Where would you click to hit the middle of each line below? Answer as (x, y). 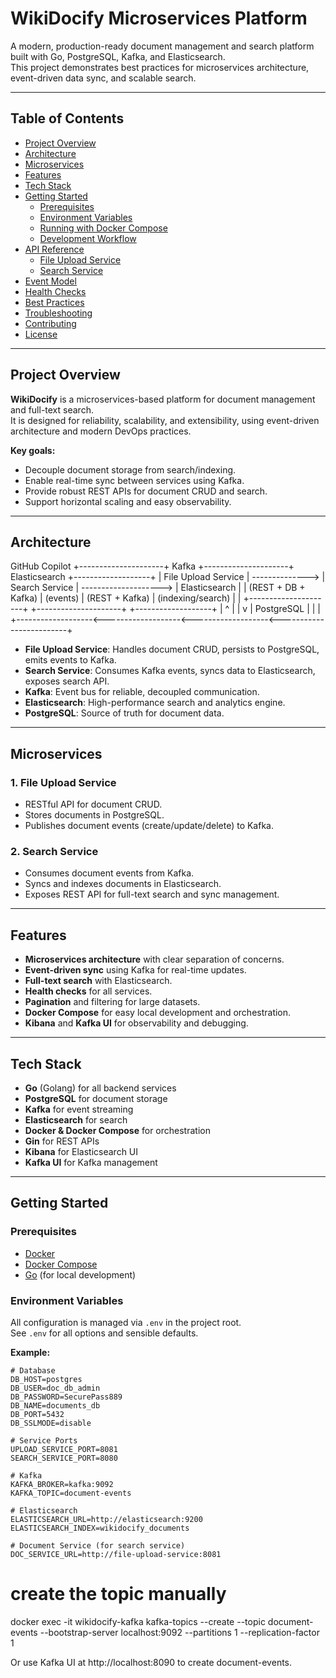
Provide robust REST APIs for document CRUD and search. (146, 491)
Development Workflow (88, 238)
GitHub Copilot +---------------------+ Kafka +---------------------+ (152, 566)
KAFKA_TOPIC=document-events (71, 1493)
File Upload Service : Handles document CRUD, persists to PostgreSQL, (172, 649)
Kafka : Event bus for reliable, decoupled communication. (142, 692)
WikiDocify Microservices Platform (159, 18)
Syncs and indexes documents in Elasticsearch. (123, 884)
